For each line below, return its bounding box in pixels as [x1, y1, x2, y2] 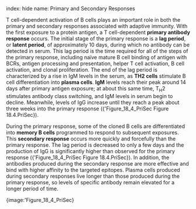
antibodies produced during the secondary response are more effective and [6, 160, 189, 167]
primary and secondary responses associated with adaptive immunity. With [6, 23, 188, 29]
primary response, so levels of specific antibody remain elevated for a [6, 178, 175, 186]
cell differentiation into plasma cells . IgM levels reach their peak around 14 [6, 79, 186, 86]
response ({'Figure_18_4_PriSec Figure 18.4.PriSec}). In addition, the [6, 154, 170, 161]
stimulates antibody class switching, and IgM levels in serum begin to [6, 92, 173, 99]
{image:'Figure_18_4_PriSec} [6, 196, 74, 203]
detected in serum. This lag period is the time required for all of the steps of [6, 48, 188, 55]
